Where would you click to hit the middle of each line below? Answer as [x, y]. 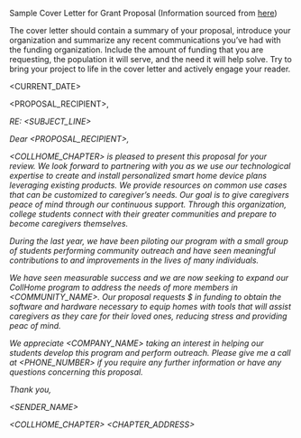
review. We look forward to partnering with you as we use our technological [150, 166]
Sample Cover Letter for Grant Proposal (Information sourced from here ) [143, 13]
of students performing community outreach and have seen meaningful [143, 251]
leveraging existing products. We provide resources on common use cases [148, 185]
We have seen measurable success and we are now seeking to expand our [149, 278]
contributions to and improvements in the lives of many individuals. [134, 260]
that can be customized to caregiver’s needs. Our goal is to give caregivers [150, 195]
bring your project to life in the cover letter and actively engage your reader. [150, 69]
